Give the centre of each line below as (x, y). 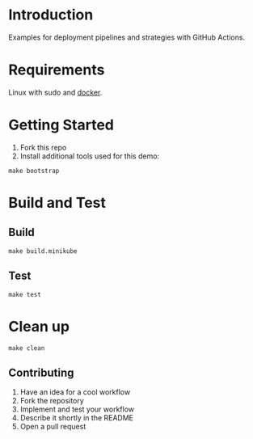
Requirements (57, 70)
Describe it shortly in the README (77, 418)
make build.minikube (43, 251)
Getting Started (61, 125)
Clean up (39, 326)
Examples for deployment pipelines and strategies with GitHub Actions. (126, 37)
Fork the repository (52, 401)
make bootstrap (34, 171)
